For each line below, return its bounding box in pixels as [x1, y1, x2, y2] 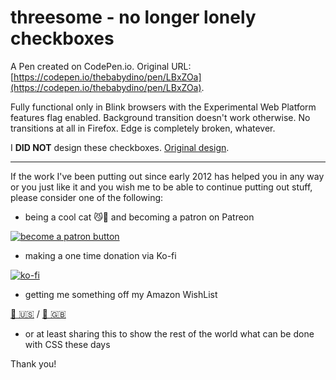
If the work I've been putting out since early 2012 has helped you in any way [10, 170, 325, 182]
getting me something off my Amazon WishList [24, 288, 218, 300]
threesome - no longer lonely [10, 6, 257, 29]
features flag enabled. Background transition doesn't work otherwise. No [10, 111, 311, 123]
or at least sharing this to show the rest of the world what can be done [24, 327, 315, 340]
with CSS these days [24, 338, 111, 350]
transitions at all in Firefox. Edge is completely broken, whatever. [10, 122, 276, 134]
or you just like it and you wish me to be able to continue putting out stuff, [10, 181, 313, 193]
